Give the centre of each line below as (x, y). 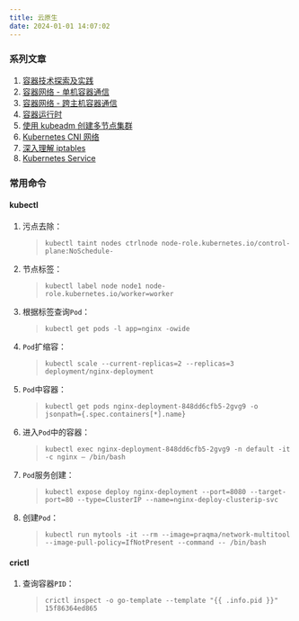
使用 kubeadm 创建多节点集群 (77, 125)
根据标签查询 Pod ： (56, 311)
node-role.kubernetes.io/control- (226, 243)
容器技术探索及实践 (58, 80)
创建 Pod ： (40, 517)
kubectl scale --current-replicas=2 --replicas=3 (140, 364)
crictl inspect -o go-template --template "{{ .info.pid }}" (161, 601)
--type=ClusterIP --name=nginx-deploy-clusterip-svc (177, 499)
